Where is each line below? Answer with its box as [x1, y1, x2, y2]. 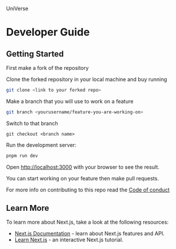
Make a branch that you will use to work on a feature [6, 97, 134, 105]
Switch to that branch [6, 120, 58, 127]
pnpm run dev [6, 153, 38, 159]
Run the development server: [6, 141, 77, 149]
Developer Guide [6, 26, 90, 39]
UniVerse [6, 5, 29, 12]
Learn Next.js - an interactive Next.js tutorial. [14, 236, 124, 243]
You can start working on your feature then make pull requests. [6, 174, 159, 181]
